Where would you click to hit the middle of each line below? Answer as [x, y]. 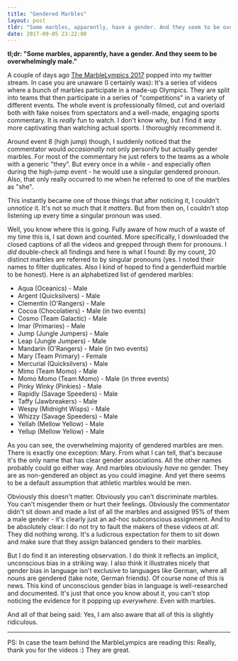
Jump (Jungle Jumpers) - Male [63, 333]
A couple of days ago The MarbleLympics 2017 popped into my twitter [110, 75]
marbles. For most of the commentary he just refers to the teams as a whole [118, 157]
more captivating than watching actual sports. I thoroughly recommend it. [114, 128]
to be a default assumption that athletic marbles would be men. [100, 483]
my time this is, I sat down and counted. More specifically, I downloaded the [118, 237]
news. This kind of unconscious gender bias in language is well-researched [118, 586]
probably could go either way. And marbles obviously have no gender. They [118, 468]
